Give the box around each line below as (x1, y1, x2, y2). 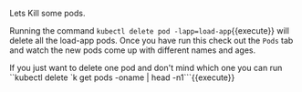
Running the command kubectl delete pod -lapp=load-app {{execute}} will (9, 26, 290, 36)
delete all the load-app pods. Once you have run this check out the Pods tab (9, 36, 294, 46)
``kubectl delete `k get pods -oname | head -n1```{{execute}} (9, 72, 235, 83)
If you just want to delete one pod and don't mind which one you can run (9, 63, 283, 73)
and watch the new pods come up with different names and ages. (9, 45, 256, 56)
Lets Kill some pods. (9, 8, 86, 18)
